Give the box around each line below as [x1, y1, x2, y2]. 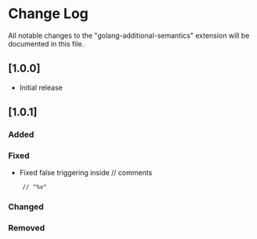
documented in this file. [8, 39, 85, 48]
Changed [8, 201, 45, 212]
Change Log [8, 5, 89, 23]
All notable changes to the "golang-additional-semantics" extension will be [8, 31, 250, 40]
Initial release [19, 83, 63, 92]
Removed [8, 222, 45, 233]
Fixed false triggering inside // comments [19, 168, 153, 178]
